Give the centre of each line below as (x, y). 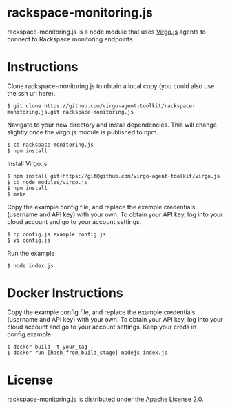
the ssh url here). (31, 93)
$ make (17, 194)
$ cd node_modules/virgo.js (48, 182)
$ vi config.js (29, 240)
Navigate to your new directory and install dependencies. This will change (112, 125)
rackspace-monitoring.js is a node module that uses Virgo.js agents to (107, 32)
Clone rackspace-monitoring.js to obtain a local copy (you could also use (111, 86)
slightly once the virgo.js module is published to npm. (83, 132)
